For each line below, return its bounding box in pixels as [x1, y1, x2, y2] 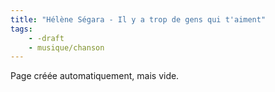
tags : [10, 24, 33, 34]
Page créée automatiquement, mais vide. [10, 70, 180, 82]
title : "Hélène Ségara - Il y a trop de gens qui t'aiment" [10, 14, 267, 25]
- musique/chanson [28, 42, 105, 53]
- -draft [28, 33, 65, 43]
